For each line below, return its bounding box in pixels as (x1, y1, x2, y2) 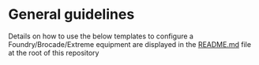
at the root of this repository (8, 48, 99, 57)
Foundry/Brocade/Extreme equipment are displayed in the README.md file (8, 39, 251, 49)
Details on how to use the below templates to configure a (8, 31, 193, 41)
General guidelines (8, 5, 135, 23)
